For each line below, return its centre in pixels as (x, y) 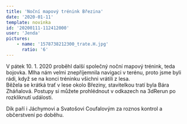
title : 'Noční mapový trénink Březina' (55, 11)
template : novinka (28, 22)
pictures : (18, 39)
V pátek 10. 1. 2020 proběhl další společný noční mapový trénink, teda (91, 66)
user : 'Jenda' (23, 33)
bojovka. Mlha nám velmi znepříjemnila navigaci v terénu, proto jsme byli (94, 72)
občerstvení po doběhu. (35, 115)
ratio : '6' (35, 50)
